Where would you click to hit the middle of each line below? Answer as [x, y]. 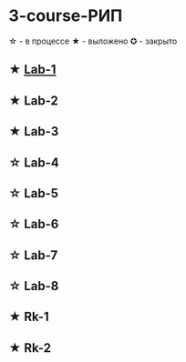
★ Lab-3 [34, 131]
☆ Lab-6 [34, 224]
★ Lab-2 [33, 101]
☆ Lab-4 [34, 162]
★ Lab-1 [32, 70]
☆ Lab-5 [34, 193]
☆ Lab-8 [34, 286]
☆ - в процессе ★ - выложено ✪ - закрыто [93, 41]
